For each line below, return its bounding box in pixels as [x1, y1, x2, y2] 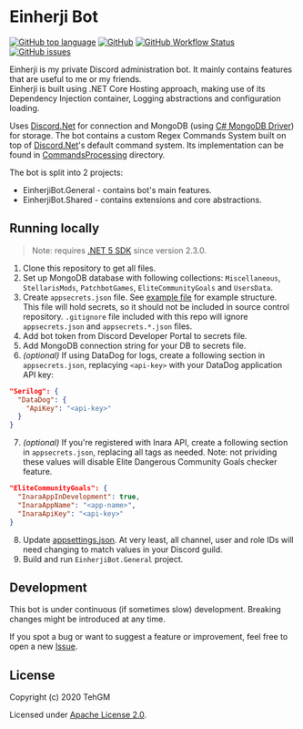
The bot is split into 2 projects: [9, 167, 124, 178]
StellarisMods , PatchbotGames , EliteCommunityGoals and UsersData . [22, 282, 274, 293]
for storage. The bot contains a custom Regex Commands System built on [9, 129, 287, 140]
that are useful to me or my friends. [9, 73, 142, 84]
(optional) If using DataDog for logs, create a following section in [22, 349, 266, 361]
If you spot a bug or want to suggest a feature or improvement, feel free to [9, 631, 288, 642]
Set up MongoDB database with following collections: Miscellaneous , [22, 272, 281, 283]
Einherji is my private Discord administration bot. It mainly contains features [9, 64, 293, 75]
